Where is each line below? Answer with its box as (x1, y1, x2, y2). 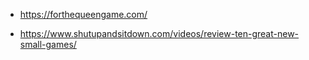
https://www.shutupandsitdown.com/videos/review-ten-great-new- (19, 28, 300, 39)
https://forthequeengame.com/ (19, 9, 148, 20)
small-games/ (19, 39, 77, 50)
